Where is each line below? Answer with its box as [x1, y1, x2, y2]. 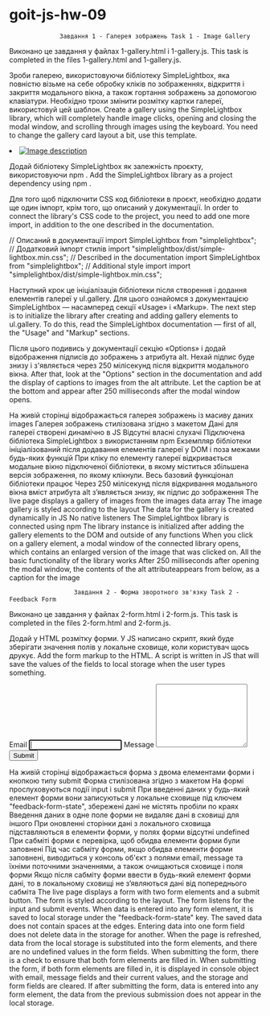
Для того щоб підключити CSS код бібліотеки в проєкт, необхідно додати [9, 194, 262, 204]
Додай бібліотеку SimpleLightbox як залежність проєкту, [9, 161, 204, 171]
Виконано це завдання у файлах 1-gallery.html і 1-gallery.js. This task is [9, 46, 248, 56]
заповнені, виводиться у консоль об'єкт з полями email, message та [9, 853, 243, 862]
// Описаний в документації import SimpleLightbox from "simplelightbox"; [9, 235, 256, 245]
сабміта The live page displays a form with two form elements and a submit [9, 886, 260, 896]
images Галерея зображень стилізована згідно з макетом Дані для [9, 418, 239, 428]
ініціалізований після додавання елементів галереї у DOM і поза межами [9, 444, 260, 454]
